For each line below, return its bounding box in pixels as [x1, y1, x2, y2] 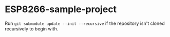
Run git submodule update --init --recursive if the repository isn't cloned [5, 20, 165, 26]
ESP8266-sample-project [5, 4, 117, 15]
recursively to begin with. [5, 25, 59, 31]
